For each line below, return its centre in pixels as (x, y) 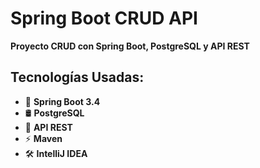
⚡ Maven (43, 138)
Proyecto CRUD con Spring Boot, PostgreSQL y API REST (130, 46)
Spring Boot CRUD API (104, 18)
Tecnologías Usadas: (77, 77)
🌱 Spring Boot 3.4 (62, 101)
